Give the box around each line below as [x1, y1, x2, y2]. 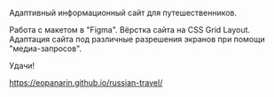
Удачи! [9, 61, 35, 71]
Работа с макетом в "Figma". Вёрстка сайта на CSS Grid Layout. [9, 25, 251, 34]
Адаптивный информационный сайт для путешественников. [9, 8, 238, 18]
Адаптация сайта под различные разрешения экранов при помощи [9, 34, 265, 44]
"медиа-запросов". [9, 43, 82, 54]
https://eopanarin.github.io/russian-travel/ [9, 78, 163, 87]
